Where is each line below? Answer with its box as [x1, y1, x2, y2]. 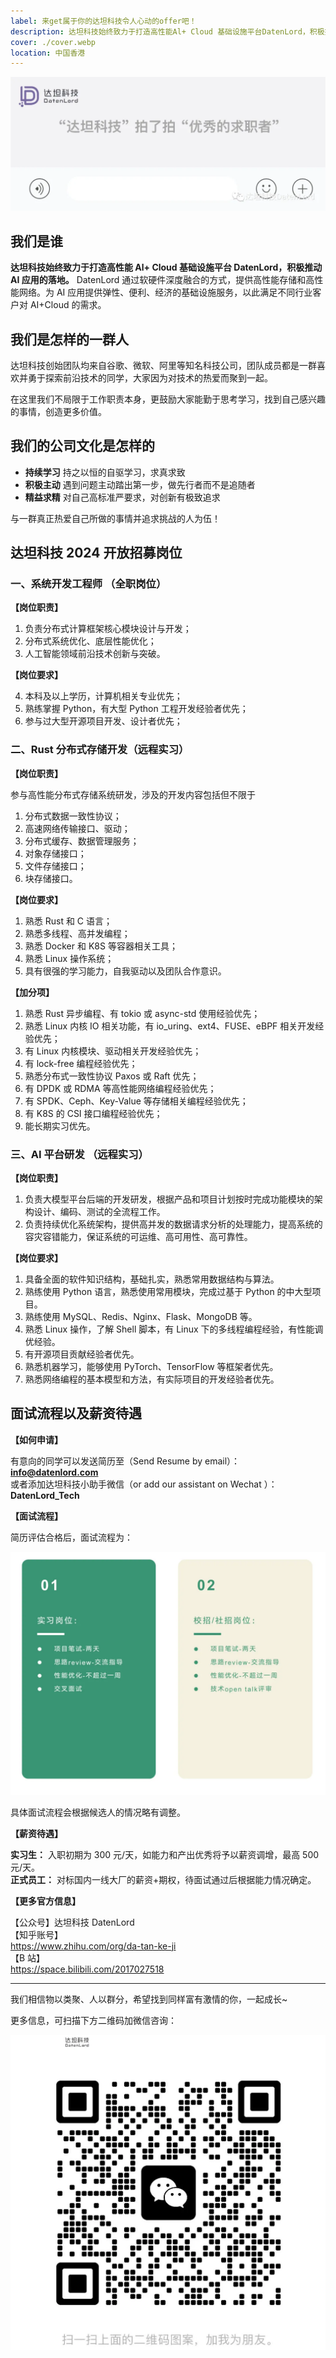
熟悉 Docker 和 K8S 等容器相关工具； [24, 940, 178, 952]
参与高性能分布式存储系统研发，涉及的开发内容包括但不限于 [10, 788, 256, 800]
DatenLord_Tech [10, 1489, 80, 1501]
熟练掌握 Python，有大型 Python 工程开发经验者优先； [24, 703, 249, 715]
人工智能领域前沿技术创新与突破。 [24, 648, 166, 660]
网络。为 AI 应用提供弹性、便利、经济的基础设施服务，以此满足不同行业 [18, 286, 313, 299]
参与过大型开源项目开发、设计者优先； [24, 715, 183, 727]
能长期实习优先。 [24, 1120, 96, 1132]
